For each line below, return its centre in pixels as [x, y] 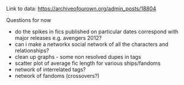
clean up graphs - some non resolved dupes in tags [78, 57]
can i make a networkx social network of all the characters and [91, 44]
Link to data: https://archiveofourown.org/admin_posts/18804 [81, 9]
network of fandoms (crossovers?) [57, 76]
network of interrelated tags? [50, 70]
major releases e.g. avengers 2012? [58, 38]
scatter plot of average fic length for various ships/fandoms [88, 63]
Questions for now [29, 20]
